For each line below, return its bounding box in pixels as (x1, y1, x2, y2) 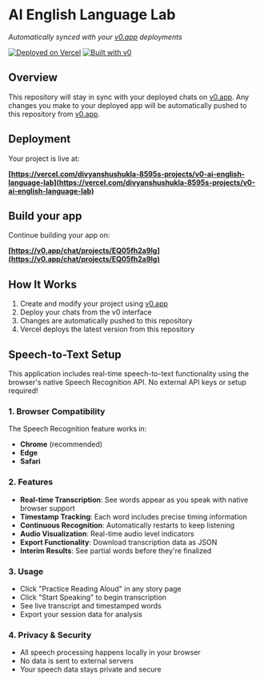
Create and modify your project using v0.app (19, 299, 168, 309)
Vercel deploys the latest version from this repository (19, 324, 195, 334)
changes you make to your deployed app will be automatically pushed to (8, 100, 247, 110)
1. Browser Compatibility (8, 406, 106, 417)
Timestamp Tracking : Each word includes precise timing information (19, 511, 248, 521)
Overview (8, 70, 58, 85)
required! (8, 386, 38, 395)
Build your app (8, 209, 82, 223)
